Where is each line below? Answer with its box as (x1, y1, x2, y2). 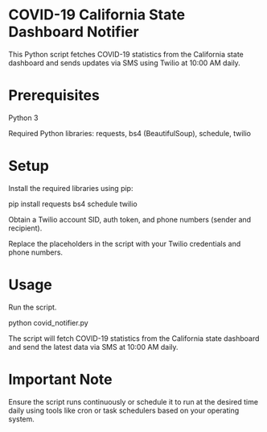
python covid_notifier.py (8, 318, 88, 327)
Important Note (8, 370, 113, 388)
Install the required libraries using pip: (8, 183, 133, 193)
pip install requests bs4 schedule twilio (8, 199, 138, 209)
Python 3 (8, 113, 39, 123)
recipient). (8, 223, 43, 233)
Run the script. (8, 302, 57, 312)
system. (8, 413, 35, 424)
